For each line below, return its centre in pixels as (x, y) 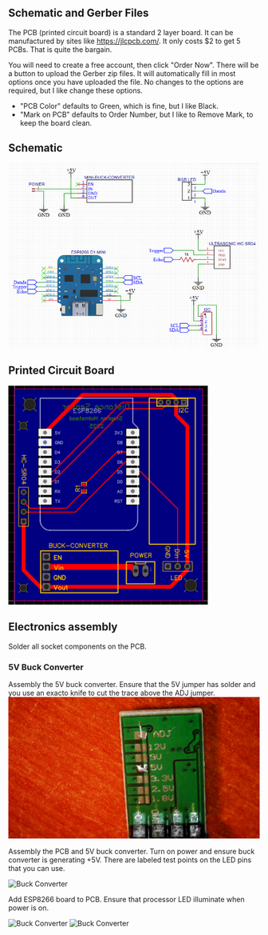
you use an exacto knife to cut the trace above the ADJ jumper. (112, 693)
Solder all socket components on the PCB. (78, 646)
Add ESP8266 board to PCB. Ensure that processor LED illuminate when (126, 900)
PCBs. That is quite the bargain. (60, 49)
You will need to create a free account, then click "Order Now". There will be (134, 65)
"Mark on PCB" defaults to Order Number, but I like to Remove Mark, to (136, 114)
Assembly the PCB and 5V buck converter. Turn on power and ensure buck (132, 852)
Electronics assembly (63, 627)
